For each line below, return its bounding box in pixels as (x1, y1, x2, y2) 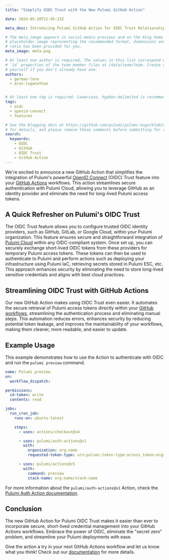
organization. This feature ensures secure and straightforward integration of (5, 234, 163, 241)
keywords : (10, 136, 30, 141)
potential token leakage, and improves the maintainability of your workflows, (5, 321, 163, 327)
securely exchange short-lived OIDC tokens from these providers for (5, 245, 147, 251)
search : (5, 132, 22, 137)
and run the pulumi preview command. (5, 359, 86, 365)
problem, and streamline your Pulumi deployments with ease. (5, 534, 132, 540)
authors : (5, 71, 24, 77)
